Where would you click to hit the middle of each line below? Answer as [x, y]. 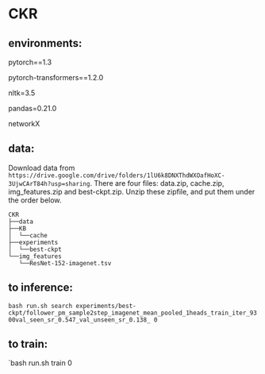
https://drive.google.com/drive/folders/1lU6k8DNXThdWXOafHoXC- [117, 175]
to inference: [41, 288]
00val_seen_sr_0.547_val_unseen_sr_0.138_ [79, 320]
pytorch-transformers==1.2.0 [56, 77]
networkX [24, 123]
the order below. [35, 200]
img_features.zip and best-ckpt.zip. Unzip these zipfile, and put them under [132, 191]
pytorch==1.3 [30, 62]
